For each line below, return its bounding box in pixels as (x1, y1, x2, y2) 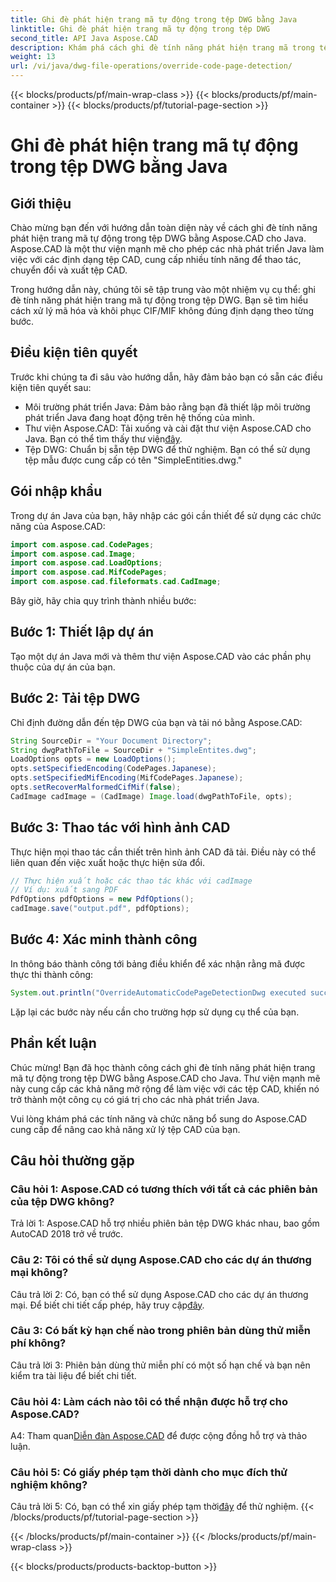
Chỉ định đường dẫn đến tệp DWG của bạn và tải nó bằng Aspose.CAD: (10, 716, 303, 728)
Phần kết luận (10, 1035, 97, 1052)
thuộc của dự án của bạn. (10, 661, 116, 673)
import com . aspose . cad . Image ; (10, 549, 137, 559)
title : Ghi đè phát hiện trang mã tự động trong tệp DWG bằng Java (10, 14, 298, 25)
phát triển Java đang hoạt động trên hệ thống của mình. (24, 411, 255, 423)
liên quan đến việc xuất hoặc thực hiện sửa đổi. (10, 856, 206, 868)
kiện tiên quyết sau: (10, 381, 92, 393)
